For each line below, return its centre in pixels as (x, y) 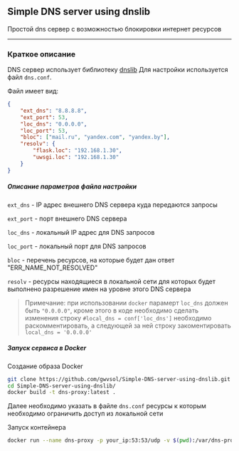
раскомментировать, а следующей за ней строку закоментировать (128, 325)
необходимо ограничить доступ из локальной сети (85, 414)
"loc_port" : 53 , (44, 131)
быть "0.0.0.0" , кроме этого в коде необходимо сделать (112, 310)
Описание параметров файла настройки (72, 187)
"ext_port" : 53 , (44, 117)
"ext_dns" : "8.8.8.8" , (54, 111)
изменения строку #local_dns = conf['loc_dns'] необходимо (118, 318)
